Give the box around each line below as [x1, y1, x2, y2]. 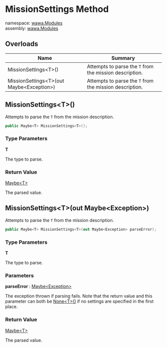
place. [5, 304, 18, 310]
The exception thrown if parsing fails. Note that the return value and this [5, 293, 153, 299]
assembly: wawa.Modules [5, 25, 59, 31]
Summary [111, 54, 135, 61]
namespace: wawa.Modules [5, 20, 63, 26]
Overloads [5, 40, 38, 48]
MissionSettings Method [5, 3, 109, 15]
